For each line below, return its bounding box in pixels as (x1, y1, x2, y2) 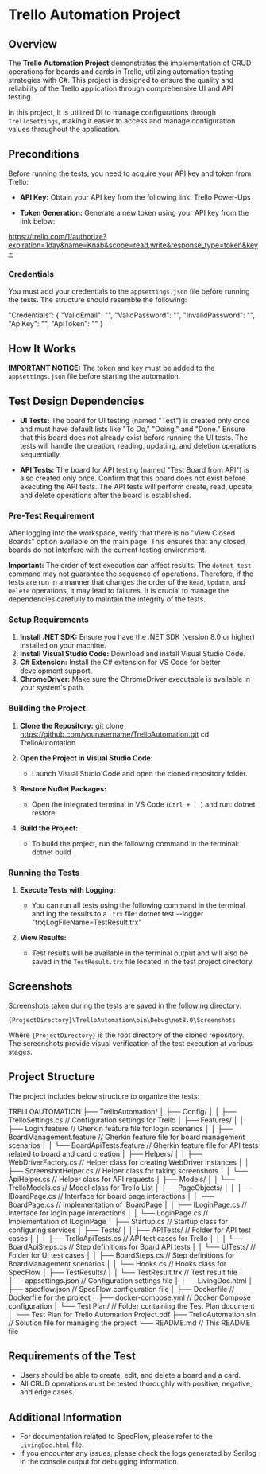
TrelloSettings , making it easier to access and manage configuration (8, 116, 236, 125)
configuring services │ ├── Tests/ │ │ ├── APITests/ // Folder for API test (8, 1225, 252, 1235)
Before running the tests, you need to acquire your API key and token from (8, 169, 252, 178)
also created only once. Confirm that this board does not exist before (19, 473, 246, 483)
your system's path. (19, 683, 85, 693)
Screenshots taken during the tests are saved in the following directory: (8, 1001, 242, 1010)
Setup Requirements (8, 614, 89, 625)
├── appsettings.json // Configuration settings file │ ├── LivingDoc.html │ (8, 1275, 253, 1285)
